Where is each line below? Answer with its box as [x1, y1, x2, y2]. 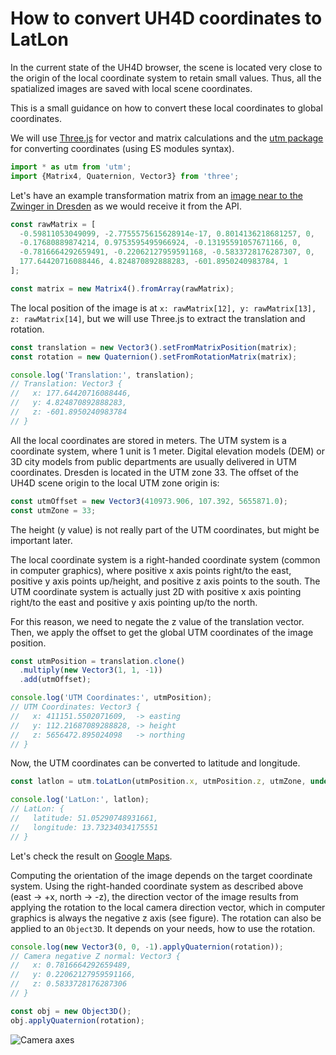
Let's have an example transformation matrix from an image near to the [10, 189, 303, 201]
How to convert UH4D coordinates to [10, 7, 323, 30]
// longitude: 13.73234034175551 [10, 822, 159, 832]
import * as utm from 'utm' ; [10, 162, 132, 172]
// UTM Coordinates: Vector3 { [10, 702, 141, 712]
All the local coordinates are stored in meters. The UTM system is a [10, 434, 287, 446]
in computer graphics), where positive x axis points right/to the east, [10, 564, 292, 576]
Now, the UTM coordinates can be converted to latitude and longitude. [10, 757, 301, 769]
